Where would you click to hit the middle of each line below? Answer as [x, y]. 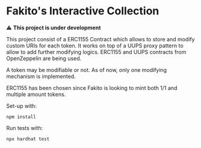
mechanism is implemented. [41, 76]
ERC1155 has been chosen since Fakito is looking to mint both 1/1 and [92, 87]
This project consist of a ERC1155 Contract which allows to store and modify [100, 39]
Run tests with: [25, 128]
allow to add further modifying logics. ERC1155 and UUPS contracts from [96, 52]
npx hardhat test [28, 139]
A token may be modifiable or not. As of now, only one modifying [87, 70]
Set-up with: [22, 105]
